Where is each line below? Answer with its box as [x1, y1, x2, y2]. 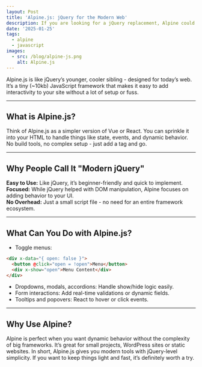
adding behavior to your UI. [6, 192, 74, 199]
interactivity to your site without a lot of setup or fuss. [6, 88, 139, 96]
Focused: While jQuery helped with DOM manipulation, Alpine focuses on [6, 186, 189, 193]
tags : [6, 31, 20, 37]
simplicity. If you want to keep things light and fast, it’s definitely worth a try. [6, 354, 194, 362]
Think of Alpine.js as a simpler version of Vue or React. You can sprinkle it [6, 128, 189, 135]
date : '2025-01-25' [6, 25, 55, 32]
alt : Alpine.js [17, 59, 55, 65]
